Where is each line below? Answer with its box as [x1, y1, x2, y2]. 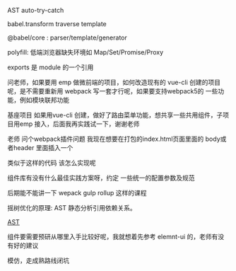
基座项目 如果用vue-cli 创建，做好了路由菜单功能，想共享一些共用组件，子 [7, 111, 223, 119]
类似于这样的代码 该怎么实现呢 [7, 158, 96, 167]
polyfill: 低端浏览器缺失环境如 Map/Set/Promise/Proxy [7, 48, 164, 56]
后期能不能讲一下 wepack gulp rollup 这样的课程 [7, 189, 147, 197]
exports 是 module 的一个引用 [7, 63, 94, 71]
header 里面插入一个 [13, 144, 73, 151]
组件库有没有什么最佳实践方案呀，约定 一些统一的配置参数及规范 [7, 173, 195, 182]
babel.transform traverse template [7, 20, 107, 28]
